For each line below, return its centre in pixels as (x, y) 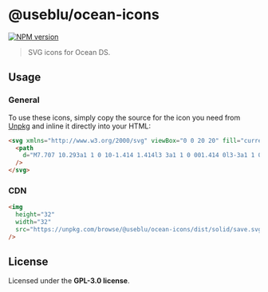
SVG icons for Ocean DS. (69, 52)
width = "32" (33, 222)
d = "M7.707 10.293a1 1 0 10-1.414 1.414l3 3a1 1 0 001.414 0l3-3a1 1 (139, 156)
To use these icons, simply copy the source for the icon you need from (124, 117)
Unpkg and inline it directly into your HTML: (80, 126)
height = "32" (35, 215)
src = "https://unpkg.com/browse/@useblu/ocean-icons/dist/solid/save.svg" (140, 229)
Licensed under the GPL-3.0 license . (69, 281)
